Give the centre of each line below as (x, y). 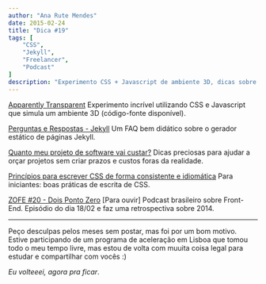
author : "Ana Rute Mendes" (53, 15)
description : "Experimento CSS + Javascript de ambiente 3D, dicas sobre (133, 82)
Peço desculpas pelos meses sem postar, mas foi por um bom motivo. (123, 231)
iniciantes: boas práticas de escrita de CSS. (79, 184)
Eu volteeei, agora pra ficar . (54, 271)
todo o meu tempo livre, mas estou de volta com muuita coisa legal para (126, 248)
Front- (234, 200)
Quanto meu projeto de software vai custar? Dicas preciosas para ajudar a (129, 152)
